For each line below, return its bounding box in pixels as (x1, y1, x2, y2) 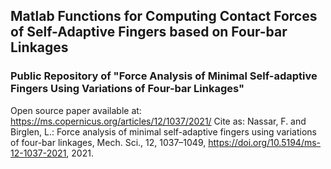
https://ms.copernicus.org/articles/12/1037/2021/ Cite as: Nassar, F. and (10, 115, 307, 127)
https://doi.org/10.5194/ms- (208, 136, 322, 148)
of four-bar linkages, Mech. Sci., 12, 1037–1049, (10, 136, 207, 148)
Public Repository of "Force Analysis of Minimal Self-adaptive (10, 69, 318, 83)
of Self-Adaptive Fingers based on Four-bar (10, 24, 288, 41)
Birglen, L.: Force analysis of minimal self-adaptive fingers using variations (10, 125, 317, 138)
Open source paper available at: (10, 104, 142, 116)
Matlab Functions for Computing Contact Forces (10, 8, 318, 25)
